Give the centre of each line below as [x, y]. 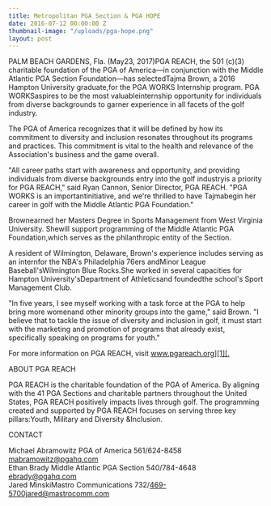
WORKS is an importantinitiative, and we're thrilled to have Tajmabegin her [132, 196]
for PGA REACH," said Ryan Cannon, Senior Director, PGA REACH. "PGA [128, 188]
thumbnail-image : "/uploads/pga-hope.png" [81, 31]
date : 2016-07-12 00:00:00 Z [57, 23]
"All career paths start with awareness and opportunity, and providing [124, 170]
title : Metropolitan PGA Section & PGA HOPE [85, 16]
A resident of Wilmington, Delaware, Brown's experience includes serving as [136, 253]
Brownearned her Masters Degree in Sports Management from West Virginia [135, 220]
